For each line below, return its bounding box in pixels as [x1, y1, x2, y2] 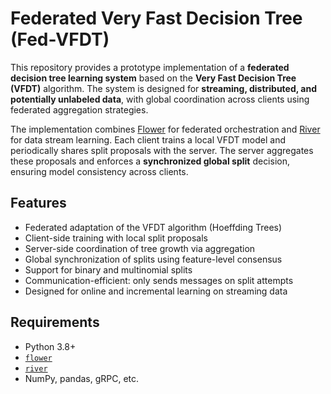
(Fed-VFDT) [10, 28, 110, 51]
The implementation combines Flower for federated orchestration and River [10, 123, 321, 135]
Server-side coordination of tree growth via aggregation [24, 242, 256, 254]
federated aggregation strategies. [10, 103, 149, 116]
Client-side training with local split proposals [24, 232, 209, 244]
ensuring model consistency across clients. [10, 165, 189, 177]
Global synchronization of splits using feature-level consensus [24, 253, 283, 265]
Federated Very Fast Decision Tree [10, 7, 303, 30]
